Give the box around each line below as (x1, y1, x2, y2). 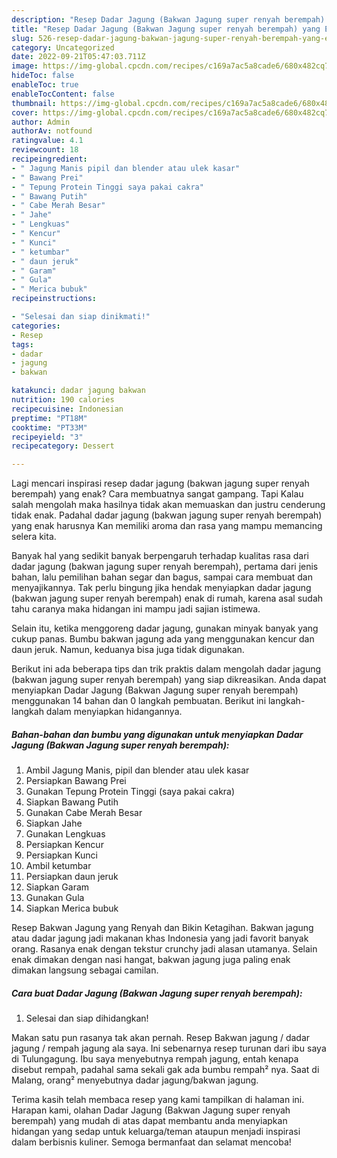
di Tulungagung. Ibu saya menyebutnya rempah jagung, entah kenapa (11, 1053, 299, 1065)
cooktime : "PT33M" (11, 422, 88, 433)
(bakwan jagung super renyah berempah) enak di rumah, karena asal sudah (11, 592, 324, 605)
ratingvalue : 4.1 (11, 136, 84, 146)
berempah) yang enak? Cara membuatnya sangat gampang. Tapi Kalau (11, 488, 304, 500)
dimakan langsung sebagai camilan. (11, 964, 159, 976)
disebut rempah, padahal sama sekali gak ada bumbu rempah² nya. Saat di (11, 1064, 320, 1076)
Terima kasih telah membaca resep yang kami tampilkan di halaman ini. (11, 1094, 305, 1106)
